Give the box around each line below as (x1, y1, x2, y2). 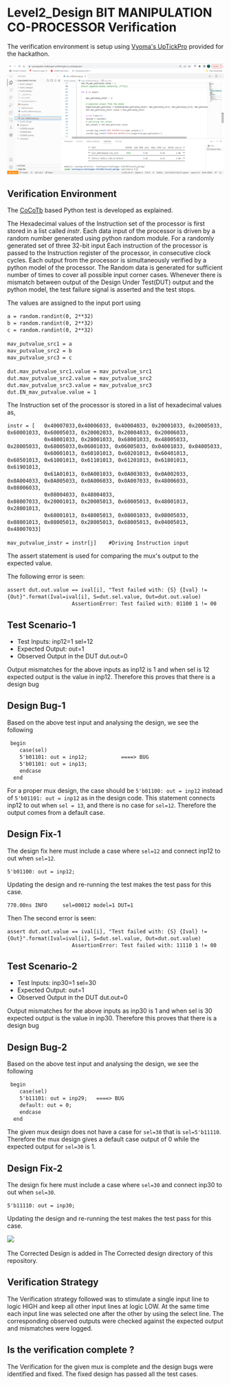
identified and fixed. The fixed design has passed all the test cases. (7, 1370, 198, 1378)
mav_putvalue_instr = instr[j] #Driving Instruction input (7, 540, 189, 547)
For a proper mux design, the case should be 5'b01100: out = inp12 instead (7, 786, 223, 794)
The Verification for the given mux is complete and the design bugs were (7, 1362, 214, 1371)
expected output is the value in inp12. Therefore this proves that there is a (7, 672, 215, 680)
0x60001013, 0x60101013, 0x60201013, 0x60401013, (43, 450, 189, 457)
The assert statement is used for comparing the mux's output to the (7, 552, 199, 560)
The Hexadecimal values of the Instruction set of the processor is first (7, 219, 205, 228)
